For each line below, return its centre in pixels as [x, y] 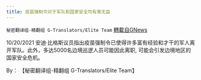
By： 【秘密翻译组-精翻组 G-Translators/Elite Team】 [72, 70]
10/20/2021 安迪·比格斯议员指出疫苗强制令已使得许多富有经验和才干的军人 [98, 42]
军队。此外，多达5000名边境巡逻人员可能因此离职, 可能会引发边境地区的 [101, 50]
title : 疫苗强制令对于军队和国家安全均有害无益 [58, 12]
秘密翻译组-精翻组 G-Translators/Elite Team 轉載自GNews [77, 29]
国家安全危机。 [25, 57]
